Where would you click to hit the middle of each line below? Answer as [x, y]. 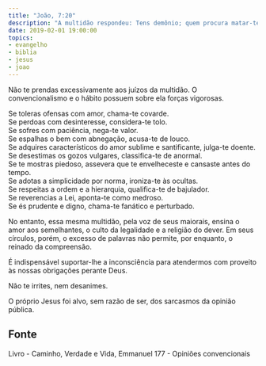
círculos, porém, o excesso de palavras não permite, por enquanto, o [121, 238]
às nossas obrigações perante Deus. [68, 270]
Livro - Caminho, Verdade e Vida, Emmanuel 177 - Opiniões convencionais [129, 353]
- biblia [23, 52]
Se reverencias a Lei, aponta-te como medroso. [86, 197]
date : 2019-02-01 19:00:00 [53, 30]
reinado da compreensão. [50, 246]
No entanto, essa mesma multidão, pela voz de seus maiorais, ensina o [124, 221]
